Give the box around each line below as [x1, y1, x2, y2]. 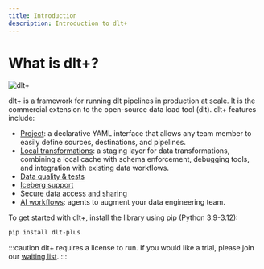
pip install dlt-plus [8, 229, 81, 237]
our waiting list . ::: [8, 251, 68, 262]
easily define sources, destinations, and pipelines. [19, 138, 187, 147]
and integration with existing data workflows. [19, 163, 169, 173]
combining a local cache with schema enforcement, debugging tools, [19, 155, 250, 164]
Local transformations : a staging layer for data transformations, [19, 146, 230, 155]
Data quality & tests [19, 172, 85, 181]
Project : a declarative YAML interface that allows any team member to [19, 129, 252, 139]
